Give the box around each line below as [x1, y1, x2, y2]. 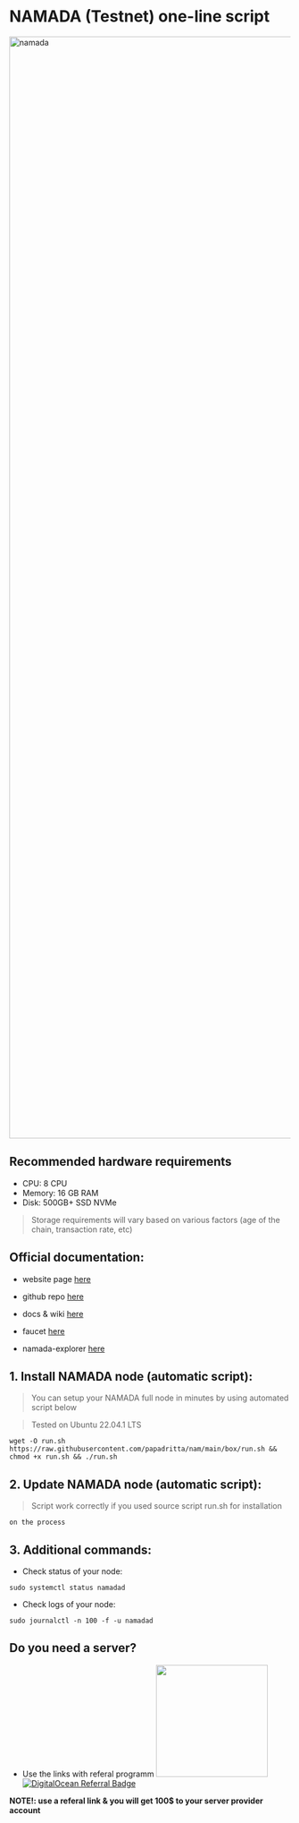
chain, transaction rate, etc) [30, 1224, 133, 1235]
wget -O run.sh [9, 1437, 66, 1446]
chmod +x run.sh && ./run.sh [9, 1452, 118, 1461]
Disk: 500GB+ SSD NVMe [21, 1197, 118, 1208]
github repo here [21, 1291, 85, 1302]
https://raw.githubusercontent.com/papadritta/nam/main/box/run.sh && [9, 1444, 278, 1454]
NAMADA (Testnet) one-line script [9, 6, 270, 27]
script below [30, 1402, 78, 1413]
